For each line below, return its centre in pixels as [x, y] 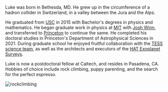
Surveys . [14, 54]
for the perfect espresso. [31, 74]
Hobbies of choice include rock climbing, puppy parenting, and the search [82, 69]
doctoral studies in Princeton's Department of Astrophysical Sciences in [79, 38]
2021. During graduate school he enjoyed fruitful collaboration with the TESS [84, 43]
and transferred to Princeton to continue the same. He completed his [76, 33]
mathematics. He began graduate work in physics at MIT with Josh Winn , [80, 27]
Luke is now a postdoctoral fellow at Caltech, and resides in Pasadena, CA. [82, 64]
